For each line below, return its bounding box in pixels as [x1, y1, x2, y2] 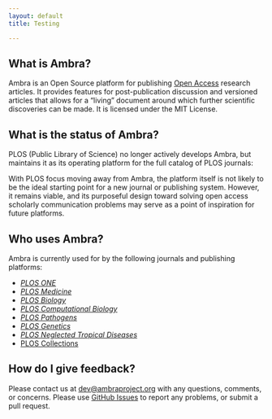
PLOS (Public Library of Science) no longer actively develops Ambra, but [8, 150, 252, 159]
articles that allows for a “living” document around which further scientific [8, 95, 256, 106]
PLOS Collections [19, 338, 79, 348]
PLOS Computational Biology [19, 303, 118, 313]
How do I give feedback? [8, 362, 136, 376]
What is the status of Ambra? [8, 128, 160, 142]
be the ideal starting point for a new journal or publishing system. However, [8, 182, 260, 192]
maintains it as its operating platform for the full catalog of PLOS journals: [8, 158, 253, 168]
